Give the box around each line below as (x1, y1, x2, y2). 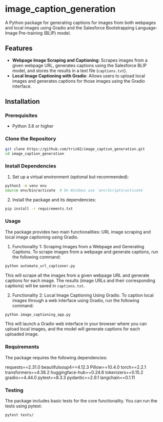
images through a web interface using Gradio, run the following (12, 297, 140, 303)
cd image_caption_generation (5, 151, 64, 156)
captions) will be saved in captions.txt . (5, 282, 85, 288)
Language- (135, 24, 158, 30)
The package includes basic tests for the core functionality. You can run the (5, 398, 158, 404)
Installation (5, 97, 40, 106)
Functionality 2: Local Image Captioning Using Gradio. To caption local (12, 292, 154, 298)
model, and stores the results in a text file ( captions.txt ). (12, 68, 127, 73)
